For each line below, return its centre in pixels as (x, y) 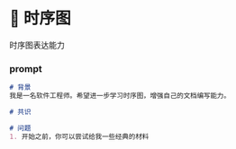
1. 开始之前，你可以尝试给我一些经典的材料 (79, 136)
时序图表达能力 (37, 45)
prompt (26, 68)
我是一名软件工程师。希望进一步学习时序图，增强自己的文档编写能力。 (120, 96)
